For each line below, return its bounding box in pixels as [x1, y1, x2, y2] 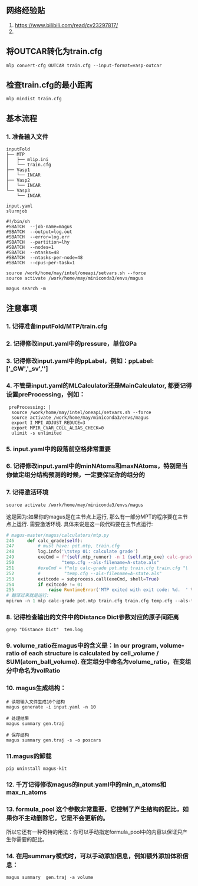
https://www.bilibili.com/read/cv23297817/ [14, 21, 118, 28]
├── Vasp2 [6, 178, 31, 183]
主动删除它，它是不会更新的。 [24, 813, 109, 822]
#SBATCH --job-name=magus [6, 224, 72, 230]
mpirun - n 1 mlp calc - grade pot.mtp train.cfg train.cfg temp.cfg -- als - [6, 598, 192, 604]
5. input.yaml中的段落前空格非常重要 [6, 445, 111, 453]
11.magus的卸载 [6, 752, 52, 760]
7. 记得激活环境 [6, 488, 49, 497]
